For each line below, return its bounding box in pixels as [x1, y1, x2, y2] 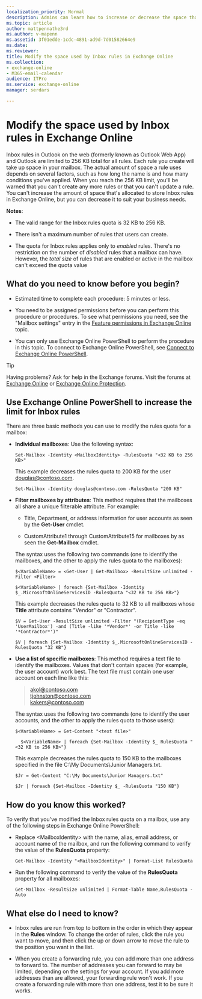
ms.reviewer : [6, 48, 39, 54]
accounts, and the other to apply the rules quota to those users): [14, 717, 175, 724]
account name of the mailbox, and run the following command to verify [14, 840, 191, 847]
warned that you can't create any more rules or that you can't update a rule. [6, 183, 194, 190]
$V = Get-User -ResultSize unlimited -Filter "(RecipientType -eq [14, 618, 185, 624]
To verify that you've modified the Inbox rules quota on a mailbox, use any [6, 816, 190, 823]
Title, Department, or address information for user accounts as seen [23, 515, 192, 522]
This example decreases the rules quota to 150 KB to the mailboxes [14, 755, 182, 762]
